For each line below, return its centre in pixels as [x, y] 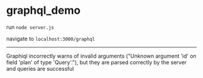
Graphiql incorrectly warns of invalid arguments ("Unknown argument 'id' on [101, 56]
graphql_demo [43, 10]
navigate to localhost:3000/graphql [51, 38]
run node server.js [30, 27]
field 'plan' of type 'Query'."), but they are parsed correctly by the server [97, 62]
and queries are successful [40, 68]
